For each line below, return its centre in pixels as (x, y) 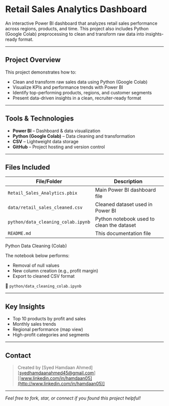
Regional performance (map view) (48, 329)
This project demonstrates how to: (41, 72)
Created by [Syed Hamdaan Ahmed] (55, 367)
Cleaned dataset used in (123, 204)
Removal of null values (36, 265)
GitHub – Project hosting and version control (59, 147)
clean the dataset (115, 225)
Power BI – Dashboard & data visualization (56, 131)
